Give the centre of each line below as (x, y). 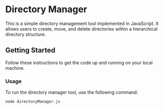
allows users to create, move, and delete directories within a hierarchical (81, 29)
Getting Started (30, 50)
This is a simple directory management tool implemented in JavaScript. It (82, 23)
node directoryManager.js (33, 102)
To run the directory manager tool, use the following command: (72, 92)
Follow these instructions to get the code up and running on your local (79, 63)
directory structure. (26, 34)
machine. (15, 68)
